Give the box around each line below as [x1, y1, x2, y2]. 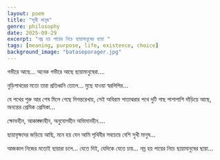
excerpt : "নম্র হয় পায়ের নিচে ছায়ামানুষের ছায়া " [7, 36, 110, 43]
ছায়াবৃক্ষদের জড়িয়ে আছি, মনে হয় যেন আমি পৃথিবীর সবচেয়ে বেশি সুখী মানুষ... [7, 130, 156, 139]
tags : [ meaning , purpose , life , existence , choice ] [7, 42, 159, 49]
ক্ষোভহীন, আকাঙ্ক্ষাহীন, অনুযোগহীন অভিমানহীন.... [7, 117, 106, 125]
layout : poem [7, 10, 45, 17]
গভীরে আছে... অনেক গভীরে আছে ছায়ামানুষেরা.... [7, 67, 106, 76]
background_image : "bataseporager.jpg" [7, 49, 122, 56]
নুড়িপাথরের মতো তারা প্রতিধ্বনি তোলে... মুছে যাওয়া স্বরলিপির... [7, 81, 129, 90]
